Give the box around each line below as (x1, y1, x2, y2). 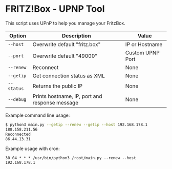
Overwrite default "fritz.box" (32, 40, 101, 48)
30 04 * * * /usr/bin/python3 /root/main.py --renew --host (5, 156, 137, 161)
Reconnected (5, 132, 31, 137)
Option (9, 32, 27, 39)
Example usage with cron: (5, 145, 60, 152)
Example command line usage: (5, 112, 70, 118)
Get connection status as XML (32, 72, 105, 79)
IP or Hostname (125, 40, 163, 48)
